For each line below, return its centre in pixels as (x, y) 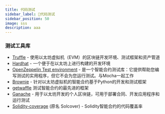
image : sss (16, 23)
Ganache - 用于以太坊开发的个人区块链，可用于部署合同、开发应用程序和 (86, 94)
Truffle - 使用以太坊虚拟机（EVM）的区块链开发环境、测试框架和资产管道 (86, 57)
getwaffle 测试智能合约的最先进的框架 (50, 88)
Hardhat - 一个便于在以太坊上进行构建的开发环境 (61, 64)
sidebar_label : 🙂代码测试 (30, 14)
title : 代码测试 (20, 10)
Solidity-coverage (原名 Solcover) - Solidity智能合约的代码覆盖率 (77, 106)
